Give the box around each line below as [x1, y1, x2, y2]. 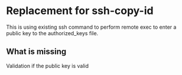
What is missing [6, 47, 67, 57]
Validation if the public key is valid [6, 62, 89, 69]
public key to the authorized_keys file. [6, 29, 99, 36]
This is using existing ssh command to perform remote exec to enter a [6, 23, 177, 30]
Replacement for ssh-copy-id [6, 4, 154, 18]
